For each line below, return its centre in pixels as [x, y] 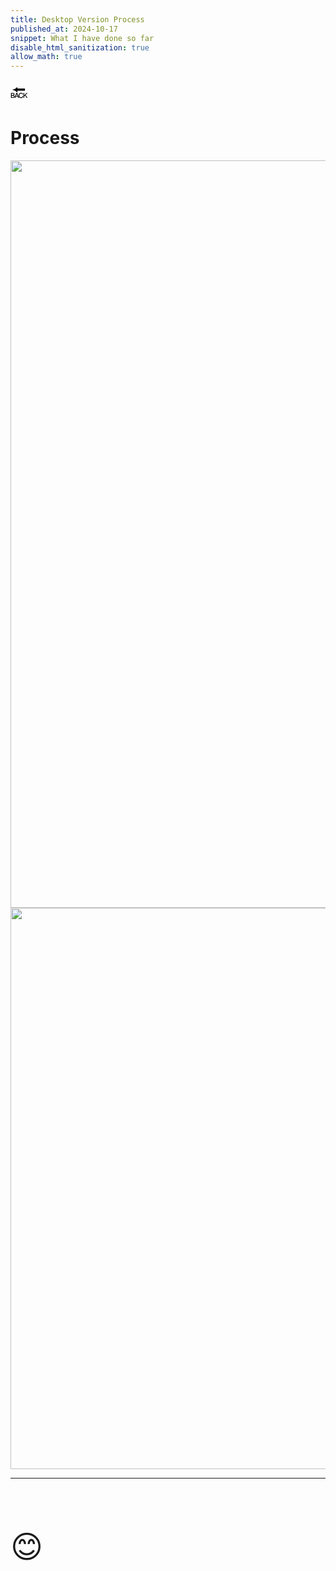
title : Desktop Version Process [77, 19]
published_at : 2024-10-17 [64, 29]
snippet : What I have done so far [82, 38]
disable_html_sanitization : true [80, 47]
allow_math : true [46, 57]
